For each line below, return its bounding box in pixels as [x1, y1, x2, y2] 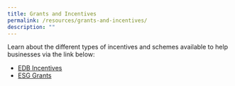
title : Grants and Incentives [7, 10, 97, 18]
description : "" [7, 23, 55, 30]
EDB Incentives [17, 64, 62, 73]
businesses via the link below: [7, 50, 95, 59]
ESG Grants [17, 71, 52, 80]
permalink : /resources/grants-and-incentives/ [7, 17, 148, 24]
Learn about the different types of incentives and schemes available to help [7, 43, 229, 51]
